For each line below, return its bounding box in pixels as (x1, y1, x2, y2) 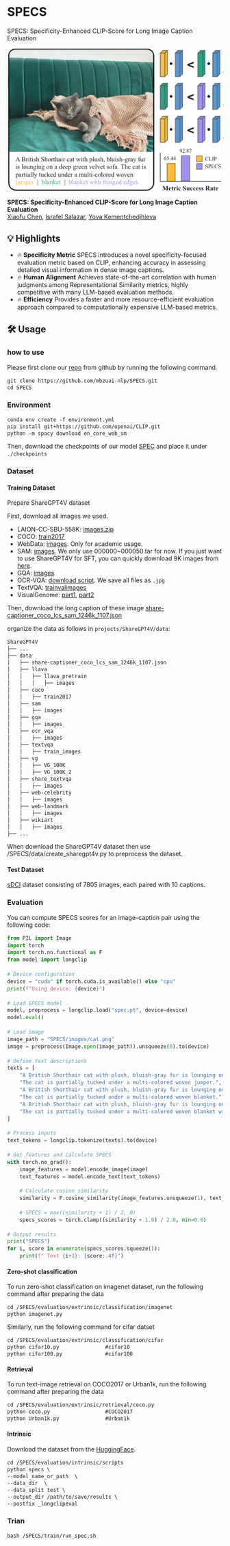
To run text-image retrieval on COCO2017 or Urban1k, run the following (7, 1380, 207, 1388)
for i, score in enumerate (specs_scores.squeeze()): (7, 1245, 161, 1252)
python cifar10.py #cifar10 (7, 1344, 130, 1351)
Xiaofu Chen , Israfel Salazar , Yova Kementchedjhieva (7, 213, 157, 221)
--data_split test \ (7, 1486, 66, 1493)
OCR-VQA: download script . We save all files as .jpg (16, 576, 166, 584)
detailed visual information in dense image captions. (16, 266, 164, 274)
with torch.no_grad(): (7, 1158, 72, 1165)
